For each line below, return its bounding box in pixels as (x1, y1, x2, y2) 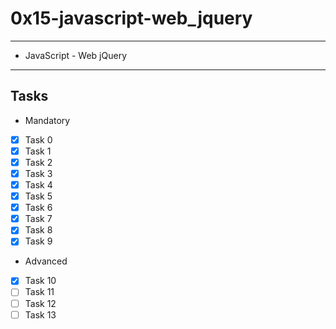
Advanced (24, 255, 68, 267)
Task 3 (24, 167, 53, 179)
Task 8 (24, 224, 53, 236)
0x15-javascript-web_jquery (10, 7, 253, 30)
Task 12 (24, 297, 57, 309)
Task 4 (24, 179, 53, 191)
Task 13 (24, 308, 57, 321)
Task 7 (24, 213, 53, 225)
